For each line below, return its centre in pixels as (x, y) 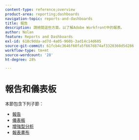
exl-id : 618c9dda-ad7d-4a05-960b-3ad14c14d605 (53, 41)
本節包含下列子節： (24, 104)
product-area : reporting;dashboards (42, 14)
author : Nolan (20, 32)
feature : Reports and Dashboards (39, 37)
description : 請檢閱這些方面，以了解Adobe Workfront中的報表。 (65, 28)
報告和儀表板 (31, 90)
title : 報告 (16, 23)
